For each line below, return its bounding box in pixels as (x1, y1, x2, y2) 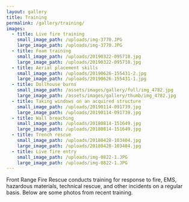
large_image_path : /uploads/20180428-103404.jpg (17, 142, 141, 149)
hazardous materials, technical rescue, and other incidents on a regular (6, 183, 183, 190)
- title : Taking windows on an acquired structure (11, 98, 141, 104)
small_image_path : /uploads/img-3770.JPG (17, 37, 122, 43)
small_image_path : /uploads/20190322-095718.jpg (17, 54, 141, 60)
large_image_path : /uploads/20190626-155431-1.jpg (17, 76, 147, 82)
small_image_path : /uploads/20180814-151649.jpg (17, 121, 141, 127)
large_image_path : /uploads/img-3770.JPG (17, 43, 122, 49)
